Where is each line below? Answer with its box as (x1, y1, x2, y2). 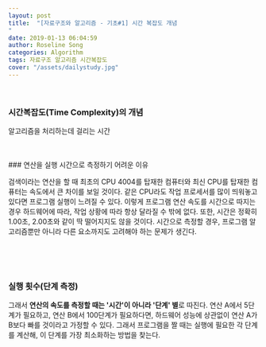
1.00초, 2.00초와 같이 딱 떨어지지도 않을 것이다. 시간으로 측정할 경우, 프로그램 (8, 216, 248, 227)
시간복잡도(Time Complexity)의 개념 (8, 107, 144, 118)
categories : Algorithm (8, 49, 83, 57)
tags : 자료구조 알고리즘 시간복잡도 (8, 57, 108, 64)
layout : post (8, 11, 52, 20)
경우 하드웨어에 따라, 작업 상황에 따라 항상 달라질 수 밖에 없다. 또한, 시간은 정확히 (8, 207, 258, 216)
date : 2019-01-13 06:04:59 (8, 33, 98, 42)
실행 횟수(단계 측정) (8, 280, 79, 291)
